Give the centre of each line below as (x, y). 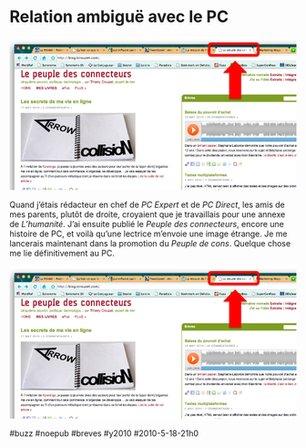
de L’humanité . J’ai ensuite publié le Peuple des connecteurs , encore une (147, 224)
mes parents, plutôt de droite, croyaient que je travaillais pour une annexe (148, 214)
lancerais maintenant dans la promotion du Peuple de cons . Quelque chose (150, 243)
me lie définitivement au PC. (62, 253)
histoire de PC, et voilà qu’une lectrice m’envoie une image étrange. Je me (149, 234)
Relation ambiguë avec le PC (119, 17)
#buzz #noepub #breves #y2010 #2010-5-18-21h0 (104, 433)
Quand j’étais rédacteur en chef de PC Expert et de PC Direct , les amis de (147, 204)
